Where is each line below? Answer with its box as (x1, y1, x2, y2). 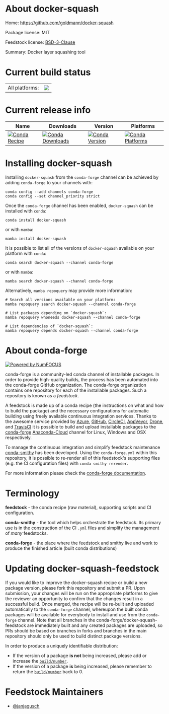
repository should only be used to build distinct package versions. (5, 633, 142, 639)
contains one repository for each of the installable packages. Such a (5, 387, 147, 393)
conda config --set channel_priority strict (5, 193, 100, 199)
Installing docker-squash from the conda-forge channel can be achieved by (5, 174, 159, 180)
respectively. (5, 434, 32, 441)
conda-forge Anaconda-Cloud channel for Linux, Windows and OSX (5, 429, 146, 435)
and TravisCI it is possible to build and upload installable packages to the (5, 423, 156, 430)
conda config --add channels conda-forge (5, 189, 94, 194)
